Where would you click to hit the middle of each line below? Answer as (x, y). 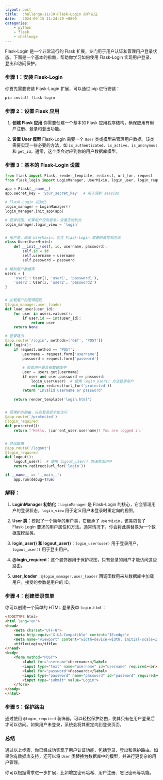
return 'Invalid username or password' (63, 390)
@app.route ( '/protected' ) (31, 417)
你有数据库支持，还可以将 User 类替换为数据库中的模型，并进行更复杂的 (81, 756)
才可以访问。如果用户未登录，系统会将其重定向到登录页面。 (65, 725)
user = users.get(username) (51, 372)
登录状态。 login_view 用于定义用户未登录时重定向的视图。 (79, 510)
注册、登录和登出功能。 (40, 129)
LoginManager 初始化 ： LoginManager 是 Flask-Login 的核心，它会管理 (82, 505)
